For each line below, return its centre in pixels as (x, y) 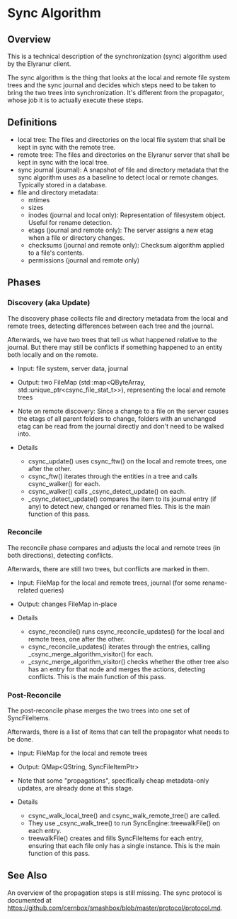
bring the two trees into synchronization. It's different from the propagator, (116, 93)
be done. (21, 739)
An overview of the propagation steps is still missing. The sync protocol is (115, 893)
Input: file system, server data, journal (73, 368)
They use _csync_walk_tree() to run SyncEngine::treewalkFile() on (124, 823)
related (28, 590)
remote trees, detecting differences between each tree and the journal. (111, 326)
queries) (52, 590)
